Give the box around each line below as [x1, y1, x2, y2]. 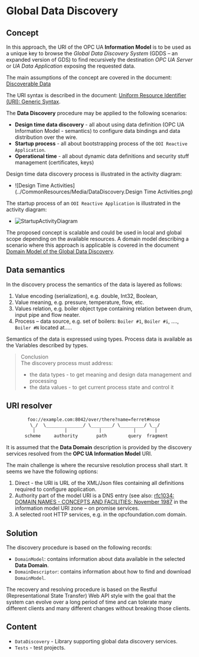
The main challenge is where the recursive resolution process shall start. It [6, 462, 188, 469]
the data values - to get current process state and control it [29, 383, 174, 391]
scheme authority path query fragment [24, 433, 168, 439]
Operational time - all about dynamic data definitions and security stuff [14, 153, 190, 160]
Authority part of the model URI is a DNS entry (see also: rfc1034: [14, 492, 175, 499]
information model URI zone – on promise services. [14, 504, 140, 512]
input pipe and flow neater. [14, 311, 81, 318]
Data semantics [6, 265, 65, 275]
